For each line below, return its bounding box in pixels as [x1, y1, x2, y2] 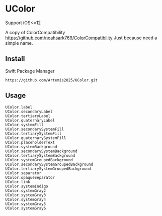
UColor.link [5, 179, 30, 184]
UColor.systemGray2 [5, 188, 46, 193]
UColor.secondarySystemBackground [5, 149, 78, 154]
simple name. [5, 40, 33, 46]
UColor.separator [5, 170, 42, 176]
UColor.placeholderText [5, 140, 55, 145]
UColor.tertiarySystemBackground [5, 153, 75, 158]
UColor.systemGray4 [5, 197, 46, 202]
